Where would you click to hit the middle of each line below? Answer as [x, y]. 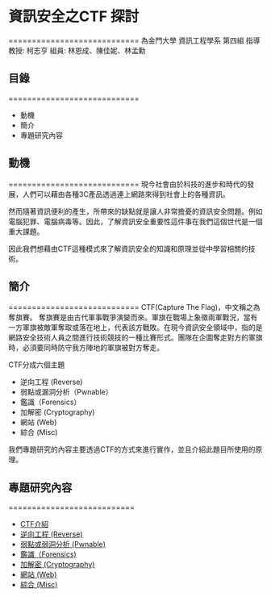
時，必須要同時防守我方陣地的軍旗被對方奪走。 [86, 348]
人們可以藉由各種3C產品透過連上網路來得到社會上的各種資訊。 [126, 194]
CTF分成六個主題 [37, 365]
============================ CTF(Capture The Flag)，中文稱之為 [134, 307]
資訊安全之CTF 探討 [74, 17]
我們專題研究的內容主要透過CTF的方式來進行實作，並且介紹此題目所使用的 [132, 449]
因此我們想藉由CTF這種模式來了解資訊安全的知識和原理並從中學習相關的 [128, 248]
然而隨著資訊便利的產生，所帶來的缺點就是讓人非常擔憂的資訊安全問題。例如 [135, 211]
